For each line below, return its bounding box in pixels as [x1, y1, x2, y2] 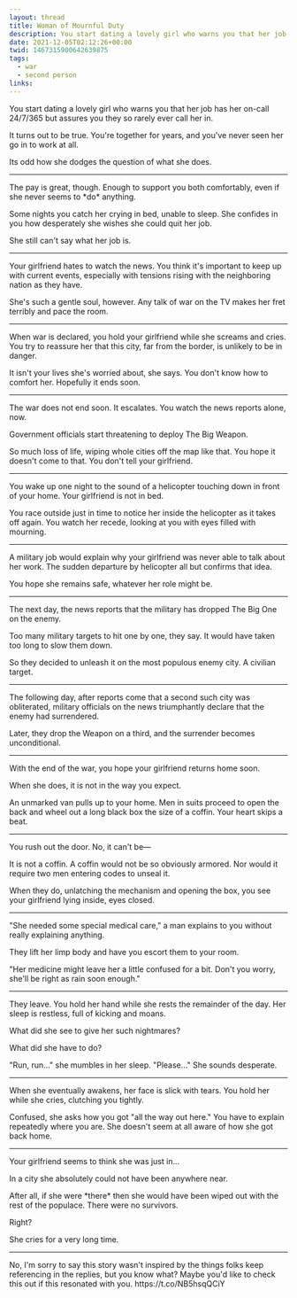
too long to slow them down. [9, 640, 113, 650]
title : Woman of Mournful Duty [9, 21, 125, 30]
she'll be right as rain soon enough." [9, 973, 141, 983]
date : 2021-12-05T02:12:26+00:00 [9, 37, 133, 47]
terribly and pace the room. [9, 306, 109, 316]
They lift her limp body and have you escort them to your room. [9, 946, 240, 957]
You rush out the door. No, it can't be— [9, 841, 152, 851]
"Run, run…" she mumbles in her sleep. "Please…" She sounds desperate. [9, 1060, 278, 1070]
